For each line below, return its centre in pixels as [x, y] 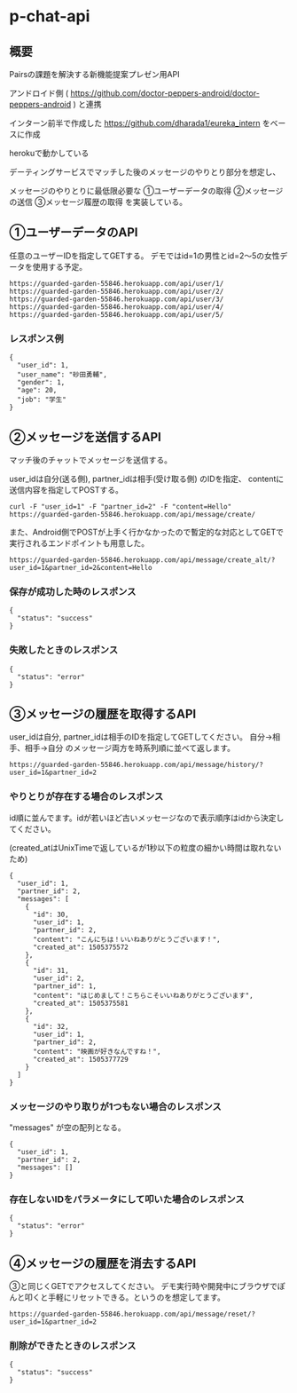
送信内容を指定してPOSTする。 [66, 489]
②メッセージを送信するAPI [85, 437]
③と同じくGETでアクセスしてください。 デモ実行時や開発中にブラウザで [143, 1286]
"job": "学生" [42, 400]
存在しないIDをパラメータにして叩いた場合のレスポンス [127, 1199]
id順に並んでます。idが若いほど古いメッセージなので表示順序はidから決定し [147, 818]
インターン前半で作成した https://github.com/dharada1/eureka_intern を [140, 123]
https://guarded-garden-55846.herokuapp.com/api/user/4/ [117, 307]
